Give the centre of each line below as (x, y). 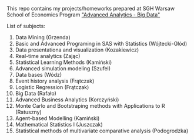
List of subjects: (26, 26)
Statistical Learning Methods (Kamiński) (63, 62)
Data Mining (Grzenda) (43, 37)
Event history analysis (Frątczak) (55, 81)
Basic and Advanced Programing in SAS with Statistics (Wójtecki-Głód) (101, 44)
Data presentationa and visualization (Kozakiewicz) (77, 50)
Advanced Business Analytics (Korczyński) (67, 100)
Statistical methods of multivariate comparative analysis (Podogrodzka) (102, 131)
